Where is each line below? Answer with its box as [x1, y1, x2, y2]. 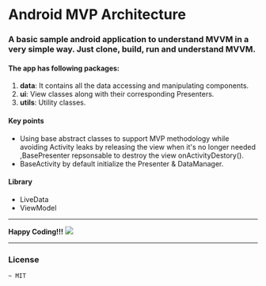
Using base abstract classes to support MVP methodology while [19, 133, 230, 143]
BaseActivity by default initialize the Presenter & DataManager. [19, 158, 224, 168]
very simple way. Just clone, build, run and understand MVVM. [8, 44, 256, 55]
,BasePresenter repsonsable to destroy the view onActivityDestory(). [19, 151, 244, 160]
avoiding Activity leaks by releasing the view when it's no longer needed [19, 142, 256, 151]
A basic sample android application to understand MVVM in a [8, 34, 249, 45]
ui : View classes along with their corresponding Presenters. [19, 90, 215, 99]
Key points [8, 116, 45, 125]
